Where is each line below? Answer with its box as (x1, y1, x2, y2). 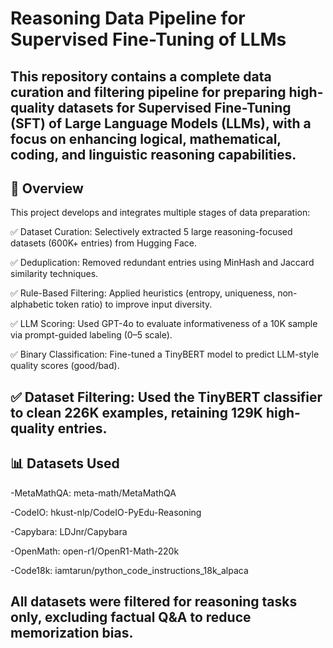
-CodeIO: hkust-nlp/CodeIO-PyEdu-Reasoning (10, 506, 202, 518)
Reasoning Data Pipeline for (10, 7, 246, 30)
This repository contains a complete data (10, 68, 272, 85)
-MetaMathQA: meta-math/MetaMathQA (10, 487, 177, 499)
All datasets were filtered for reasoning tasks (10, 593, 298, 610)
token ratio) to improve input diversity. (55, 298, 213, 311)
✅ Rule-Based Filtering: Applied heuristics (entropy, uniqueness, (10, 287, 276, 299)
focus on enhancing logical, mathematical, (10, 130, 282, 147)
